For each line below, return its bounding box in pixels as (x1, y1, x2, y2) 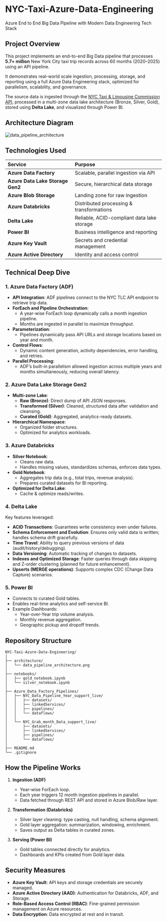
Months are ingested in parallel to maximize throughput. (19, 321, 134, 327)
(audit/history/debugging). (12, 545, 67, 551)
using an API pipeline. (5, 63, 50, 69)
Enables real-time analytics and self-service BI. (12, 601, 109, 607)
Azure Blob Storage (7, 192, 55, 199)
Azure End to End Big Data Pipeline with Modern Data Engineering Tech (5, 20, 152, 26)
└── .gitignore (5, 750, 37, 755)
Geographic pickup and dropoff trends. (19, 622, 100, 628)
